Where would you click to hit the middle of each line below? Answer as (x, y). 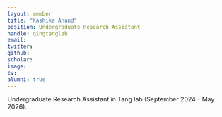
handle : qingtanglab (38, 33)
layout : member (30, 14)
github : (19, 54)
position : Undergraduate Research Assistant (74, 27)
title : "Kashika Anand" (42, 20)
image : (17, 66)
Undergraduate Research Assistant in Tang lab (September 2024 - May (111, 99)
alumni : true (27, 79)
